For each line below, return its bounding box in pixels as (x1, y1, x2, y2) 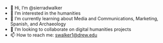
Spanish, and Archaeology (10, 21, 66, 27)
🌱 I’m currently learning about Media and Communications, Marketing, (10, 16, 159, 21)
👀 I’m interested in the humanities (10, 10, 81, 16)
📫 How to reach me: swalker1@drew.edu (10, 32, 97, 38)
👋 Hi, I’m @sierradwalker (10, 5, 63, 11)
